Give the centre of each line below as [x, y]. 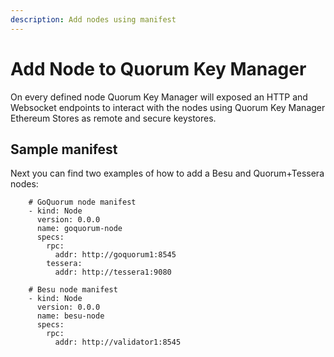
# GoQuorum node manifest [82, 202]
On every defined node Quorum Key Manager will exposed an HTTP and [159, 97]
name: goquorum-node [79, 229]
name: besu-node [70, 316]
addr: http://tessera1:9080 [113, 272]
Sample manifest [64, 149]
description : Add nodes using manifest [93, 19]
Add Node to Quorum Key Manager [158, 68]
